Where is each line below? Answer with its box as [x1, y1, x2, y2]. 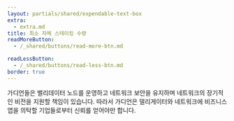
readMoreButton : [7, 36, 54, 43]
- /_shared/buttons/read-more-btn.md [13, 43, 124, 50]
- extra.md [13, 23, 45, 30]
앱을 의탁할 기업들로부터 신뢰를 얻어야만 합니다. [7, 106, 136, 114]
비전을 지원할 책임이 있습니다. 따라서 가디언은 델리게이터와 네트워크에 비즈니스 [14, 97, 228, 106]
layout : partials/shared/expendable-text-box [7, 10, 142, 17]
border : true [7, 68, 45, 76]
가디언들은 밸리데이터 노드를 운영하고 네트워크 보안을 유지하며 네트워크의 [7, 88, 205, 97]
